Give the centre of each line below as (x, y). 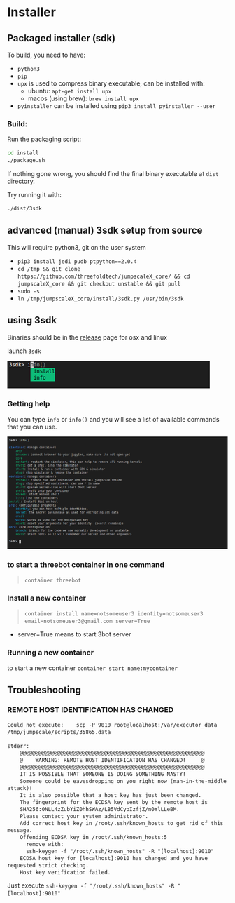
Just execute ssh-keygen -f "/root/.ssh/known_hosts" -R (91, 885)
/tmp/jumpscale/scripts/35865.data (59, 733)
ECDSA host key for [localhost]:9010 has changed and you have (114, 859)
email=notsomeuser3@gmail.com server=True (87, 622)
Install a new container (47, 598)
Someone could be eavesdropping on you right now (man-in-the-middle (123, 782)
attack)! (20, 789)
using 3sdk (32, 320)
